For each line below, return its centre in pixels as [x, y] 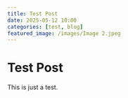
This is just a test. [33, 87]
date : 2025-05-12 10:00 [42, 20]
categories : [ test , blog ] [45, 27]
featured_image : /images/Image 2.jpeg [64, 33]
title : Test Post [33, 14]
